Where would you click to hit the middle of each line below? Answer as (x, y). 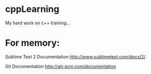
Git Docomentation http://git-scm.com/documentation (61, 66)
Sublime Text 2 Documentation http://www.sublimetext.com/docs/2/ (75, 57)
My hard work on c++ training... (38, 23)
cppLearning (32, 9)
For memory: (32, 43)
